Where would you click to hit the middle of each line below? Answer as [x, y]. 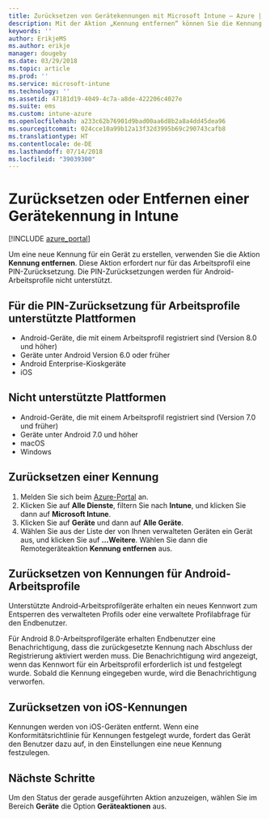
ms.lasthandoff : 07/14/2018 [56, 151]
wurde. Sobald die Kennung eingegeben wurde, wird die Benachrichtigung [133, 673]
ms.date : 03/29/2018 [43, 62]
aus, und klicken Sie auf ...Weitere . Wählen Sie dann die [114, 540]
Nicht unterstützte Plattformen [87, 398]
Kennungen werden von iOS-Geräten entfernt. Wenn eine [104, 727]
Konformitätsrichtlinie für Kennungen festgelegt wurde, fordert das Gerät [129, 736]
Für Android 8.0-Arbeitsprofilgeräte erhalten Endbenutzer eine [112, 639]
